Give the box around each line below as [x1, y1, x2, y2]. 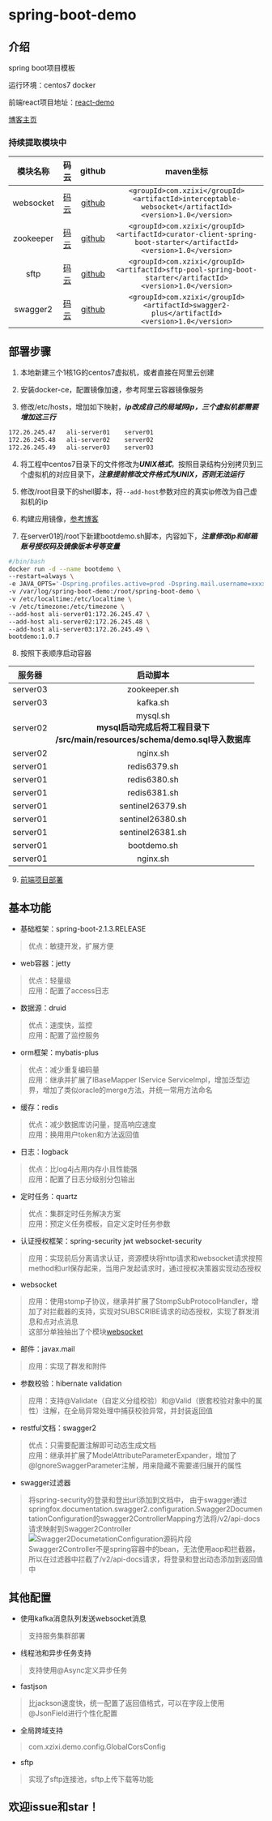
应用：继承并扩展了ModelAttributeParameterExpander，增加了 [28, 1450, 237, 1460]
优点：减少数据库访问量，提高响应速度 [28, 1120, 156, 1129]
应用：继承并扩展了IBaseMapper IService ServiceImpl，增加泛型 [28, 1075, 243, 1085]
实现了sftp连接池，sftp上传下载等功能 [28, 1774, 154, 1784]
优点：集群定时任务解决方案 [28, 1209, 121, 1219]
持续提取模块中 [8, 136, 67, 148]
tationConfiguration [28, 1514, 94, 1523]
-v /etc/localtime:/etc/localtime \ [8, 595, 132, 603]
